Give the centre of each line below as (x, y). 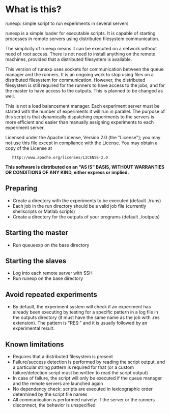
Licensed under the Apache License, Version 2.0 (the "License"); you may (83, 137)
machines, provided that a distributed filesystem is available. (69, 59)
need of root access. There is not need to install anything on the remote (80, 54)
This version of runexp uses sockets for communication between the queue (84, 69)
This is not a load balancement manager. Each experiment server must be (82, 106)
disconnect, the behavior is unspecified (54, 405)
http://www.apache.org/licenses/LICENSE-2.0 (60, 157)
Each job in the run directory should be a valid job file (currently (79, 206)
